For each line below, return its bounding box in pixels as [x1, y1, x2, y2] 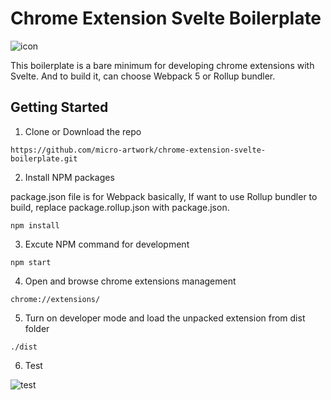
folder [24, 322, 50, 334]
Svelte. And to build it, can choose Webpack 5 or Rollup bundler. [10, 70, 276, 82]
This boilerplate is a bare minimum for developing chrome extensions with [10, 59, 315, 71]
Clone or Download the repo [24, 125, 142, 137]
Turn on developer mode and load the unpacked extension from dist [24, 312, 306, 324]
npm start [10, 257, 52, 267]
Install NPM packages [24, 171, 115, 183]
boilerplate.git [10, 153, 78, 164]
